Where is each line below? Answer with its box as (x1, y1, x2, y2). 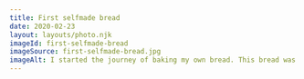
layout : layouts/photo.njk (9, 30, 112, 39)
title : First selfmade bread (9, 13, 121, 23)
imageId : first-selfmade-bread (9, 38, 129, 48)
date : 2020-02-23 (9, 22, 76, 31)
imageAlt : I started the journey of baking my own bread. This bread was (9, 55, 297, 64)
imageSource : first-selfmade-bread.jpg (9, 47, 162, 56)
